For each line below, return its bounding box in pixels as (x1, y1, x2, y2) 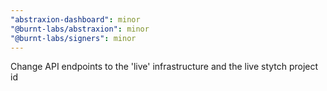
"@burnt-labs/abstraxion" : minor (10, 24, 150, 34)
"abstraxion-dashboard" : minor (10, 14, 141, 25)
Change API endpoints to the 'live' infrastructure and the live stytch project (10, 61, 319, 73)
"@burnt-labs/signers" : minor (10, 33, 137, 43)
